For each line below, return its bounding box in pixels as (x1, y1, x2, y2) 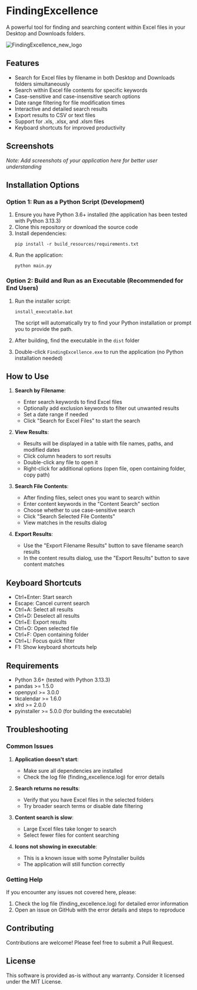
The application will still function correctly (23, 860, 125, 868)
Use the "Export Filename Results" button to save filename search (23, 542, 183, 549)
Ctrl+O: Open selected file (14, 625, 78, 632)
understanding (6, 163, 42, 170)
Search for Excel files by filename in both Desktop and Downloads (14, 74, 175, 81)
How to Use (6, 371, 49, 381)
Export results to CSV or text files (14, 111, 96, 118)
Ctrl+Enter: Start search (14, 594, 72, 601)
